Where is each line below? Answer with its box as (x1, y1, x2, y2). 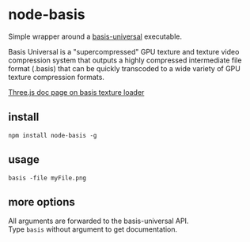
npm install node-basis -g (8, 131, 97, 139)
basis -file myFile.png (8, 174, 87, 182)
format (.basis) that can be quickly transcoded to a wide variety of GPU (8, 63, 241, 73)
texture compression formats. (8, 72, 105, 81)
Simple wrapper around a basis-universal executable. (8, 32, 182, 41)
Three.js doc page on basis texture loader (8, 87, 145, 96)
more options (8, 195, 75, 209)
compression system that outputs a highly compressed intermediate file (8, 55, 242, 65)
